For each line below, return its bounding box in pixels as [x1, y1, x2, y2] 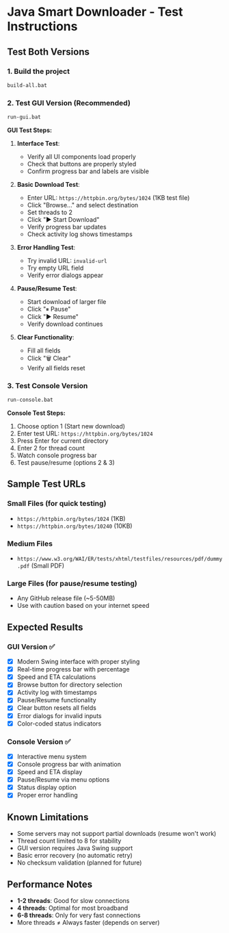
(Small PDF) [31, 562, 65, 570]
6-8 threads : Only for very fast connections [16, 911, 141, 919]
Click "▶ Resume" [27, 312, 79, 320]
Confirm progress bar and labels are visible [27, 167, 149, 175]
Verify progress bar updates [27, 222, 107, 231]
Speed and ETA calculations [16, 673, 96, 681]
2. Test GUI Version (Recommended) [7, 98, 131, 107]
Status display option [16, 783, 77, 791]
